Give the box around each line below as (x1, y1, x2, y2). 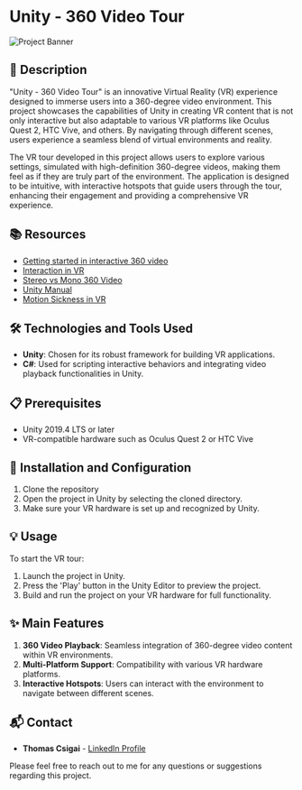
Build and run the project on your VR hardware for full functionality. (22, 589, 272, 601)
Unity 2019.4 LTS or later (22, 424, 115, 435)
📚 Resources (9, 227, 87, 243)
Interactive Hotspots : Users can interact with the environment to (22, 678, 264, 689)
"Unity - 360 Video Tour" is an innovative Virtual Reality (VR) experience (9, 86, 278, 96)
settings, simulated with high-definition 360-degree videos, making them (9, 161, 281, 172)
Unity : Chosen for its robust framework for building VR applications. (22, 349, 276, 360)
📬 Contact (9, 715, 73, 730)
